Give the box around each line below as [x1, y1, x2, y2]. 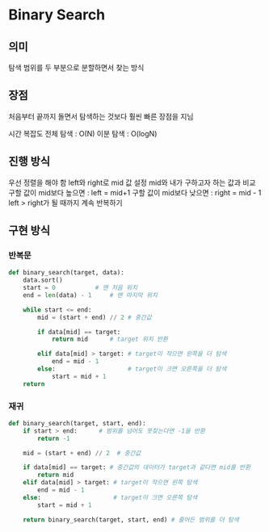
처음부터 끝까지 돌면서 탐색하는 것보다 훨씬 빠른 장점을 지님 [8, 111, 194, 121]
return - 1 [37, 434, 70, 442]
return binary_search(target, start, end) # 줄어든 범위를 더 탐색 [23, 515, 240, 524]
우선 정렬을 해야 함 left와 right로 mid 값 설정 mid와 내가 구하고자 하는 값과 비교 [8, 178, 256, 187]
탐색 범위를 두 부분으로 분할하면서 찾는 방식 [8, 63, 145, 72]
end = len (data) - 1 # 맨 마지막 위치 [23, 291, 158, 300]
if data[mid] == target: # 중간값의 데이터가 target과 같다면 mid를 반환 [23, 463, 251, 471]
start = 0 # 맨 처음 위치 [23, 284, 138, 292]
